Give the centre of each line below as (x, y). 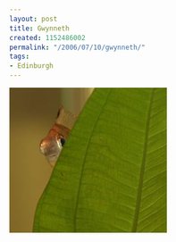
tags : (19, 57)
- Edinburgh (31, 66)
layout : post (34, 19)
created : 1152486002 (48, 38)
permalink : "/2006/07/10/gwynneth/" (77, 47)
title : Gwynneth (39, 28)
